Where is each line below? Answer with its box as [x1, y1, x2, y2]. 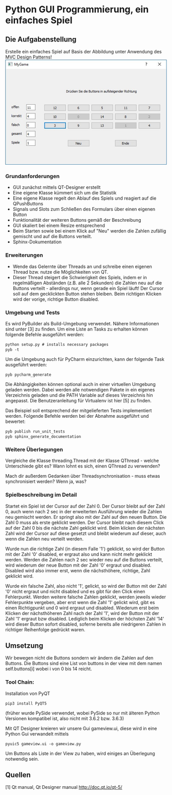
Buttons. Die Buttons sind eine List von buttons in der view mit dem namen [5, 661, 162, 667]
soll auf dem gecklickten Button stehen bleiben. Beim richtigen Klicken [12, 290, 162, 297]
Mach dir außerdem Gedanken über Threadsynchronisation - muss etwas [5, 473, 160, 479]
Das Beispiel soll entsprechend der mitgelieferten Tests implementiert [5, 407, 152, 414]
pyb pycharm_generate [5, 372, 52, 377]
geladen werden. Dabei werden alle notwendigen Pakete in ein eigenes [5, 386, 155, 393]
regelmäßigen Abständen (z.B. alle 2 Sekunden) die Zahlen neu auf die [12, 280, 162, 286]
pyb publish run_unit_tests [5, 429, 66, 434]
